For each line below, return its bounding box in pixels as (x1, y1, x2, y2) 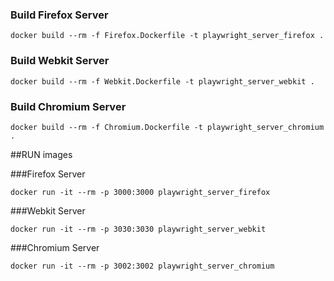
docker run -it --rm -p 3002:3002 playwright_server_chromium (10, 261, 275, 271)
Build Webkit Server (10, 54, 110, 68)
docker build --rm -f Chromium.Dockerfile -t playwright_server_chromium (10, 122, 325, 132)
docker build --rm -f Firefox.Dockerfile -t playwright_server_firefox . (10, 31, 325, 41)
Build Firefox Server (10, 8, 109, 22)
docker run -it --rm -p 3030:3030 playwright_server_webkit (10, 224, 267, 234)
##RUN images (10, 148, 73, 160)
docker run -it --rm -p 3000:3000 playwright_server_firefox (10, 187, 271, 197)
